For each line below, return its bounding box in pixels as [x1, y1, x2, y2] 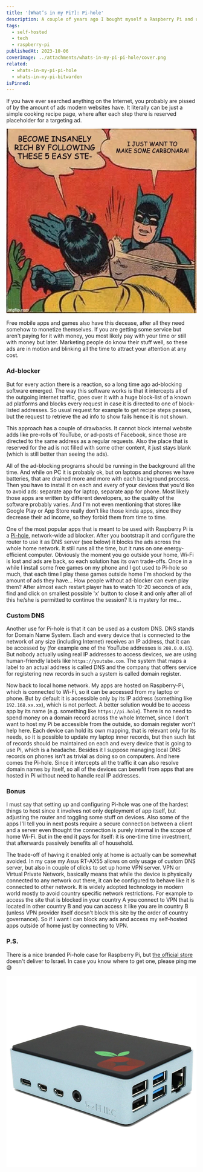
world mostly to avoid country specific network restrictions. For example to [6, 890, 193, 897]
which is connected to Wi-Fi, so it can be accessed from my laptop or [6, 688, 179, 695]
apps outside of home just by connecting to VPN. [6, 922, 129, 930]
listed [6, 406, 20, 413]
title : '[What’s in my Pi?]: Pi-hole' [6, 10, 104, 16]
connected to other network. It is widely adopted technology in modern [6, 884, 184, 891]
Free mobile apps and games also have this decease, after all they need [6, 319, 185, 327]
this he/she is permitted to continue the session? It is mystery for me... [6, 596, 181, 603]
